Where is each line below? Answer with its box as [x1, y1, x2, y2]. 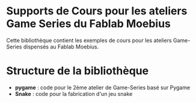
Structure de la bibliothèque [6, 64, 149, 78]
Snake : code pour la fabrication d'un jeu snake [14, 90, 133, 97]
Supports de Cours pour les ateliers [6, 4, 188, 18]
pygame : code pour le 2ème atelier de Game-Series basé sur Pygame [14, 84, 191, 91]
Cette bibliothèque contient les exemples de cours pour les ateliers [6, 37, 173, 44]
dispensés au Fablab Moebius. [23, 43, 99, 50]
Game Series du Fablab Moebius [6, 17, 171, 31]
